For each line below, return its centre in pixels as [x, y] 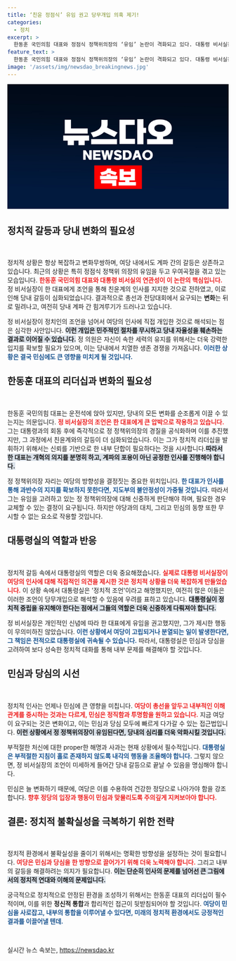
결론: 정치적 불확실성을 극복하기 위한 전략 [91, 821]
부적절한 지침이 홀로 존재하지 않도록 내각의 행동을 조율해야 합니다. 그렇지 [113, 756]
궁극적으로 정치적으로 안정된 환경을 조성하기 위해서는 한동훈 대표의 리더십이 [111, 895]
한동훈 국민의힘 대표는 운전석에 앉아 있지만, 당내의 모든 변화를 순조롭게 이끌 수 [114, 413]
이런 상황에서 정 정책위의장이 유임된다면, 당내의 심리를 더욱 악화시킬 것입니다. [121, 732]
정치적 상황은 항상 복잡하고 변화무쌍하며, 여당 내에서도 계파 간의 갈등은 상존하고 [116, 263]
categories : [25, 22]
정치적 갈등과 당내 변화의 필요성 [71, 230]
